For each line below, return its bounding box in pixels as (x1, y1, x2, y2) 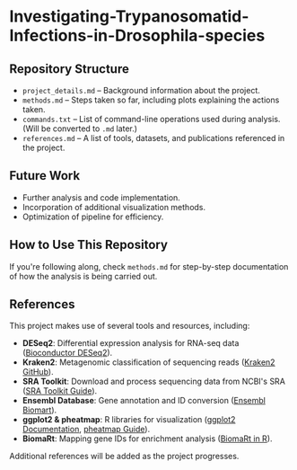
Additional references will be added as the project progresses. (9, 451, 240, 462)
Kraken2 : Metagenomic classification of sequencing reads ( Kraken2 (22, 357, 275, 368)
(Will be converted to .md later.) (22, 123, 137, 134)
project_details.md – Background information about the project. (22, 85, 260, 95)
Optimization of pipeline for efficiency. (22, 211, 164, 222)
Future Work (9, 168, 81, 183)
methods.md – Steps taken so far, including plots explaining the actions (22, 94, 280, 105)
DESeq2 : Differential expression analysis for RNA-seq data (22, 338, 240, 349)
